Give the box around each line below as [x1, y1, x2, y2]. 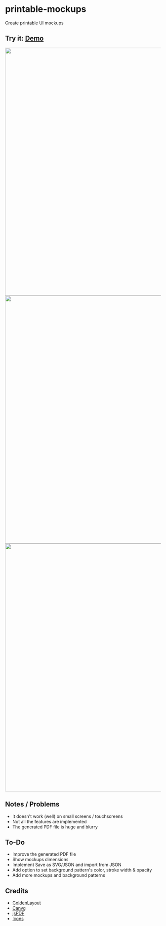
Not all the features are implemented [12, 818, 87, 824]
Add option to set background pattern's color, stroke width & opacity [12, 867, 152, 873]
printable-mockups [5, 3, 86, 15]
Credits [5, 886, 29, 895]
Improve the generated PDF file [12, 851, 77, 857]
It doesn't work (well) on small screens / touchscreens [12, 813, 123, 819]
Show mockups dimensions [12, 857, 69, 863]
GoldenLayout [12, 900, 41, 906]
